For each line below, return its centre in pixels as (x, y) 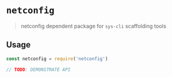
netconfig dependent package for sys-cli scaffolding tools (93, 26)
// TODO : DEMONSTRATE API (38, 70)
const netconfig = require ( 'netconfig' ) (57, 59)
